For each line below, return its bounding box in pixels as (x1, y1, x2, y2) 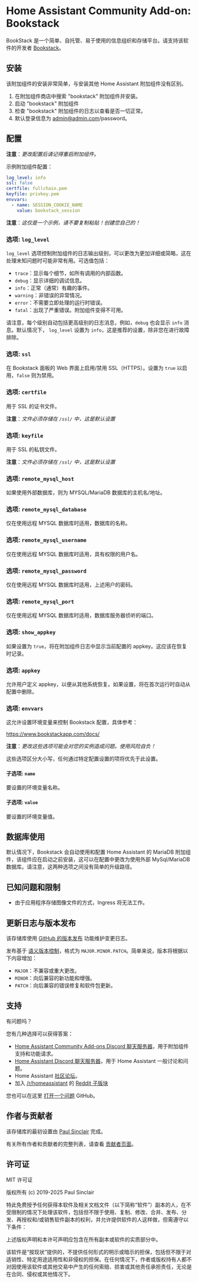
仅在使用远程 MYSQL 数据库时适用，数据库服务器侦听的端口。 (6, 612, 157, 619)
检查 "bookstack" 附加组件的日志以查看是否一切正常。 (14, 107, 146, 114)
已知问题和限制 (6, 882, 61, 892)
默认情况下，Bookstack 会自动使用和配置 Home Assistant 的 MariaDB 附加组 (6, 848, 192, 856)
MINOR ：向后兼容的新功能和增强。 (14, 974, 95, 982)
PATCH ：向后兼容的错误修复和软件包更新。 (14, 982, 116, 989)
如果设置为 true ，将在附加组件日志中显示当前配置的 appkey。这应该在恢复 (6, 642, 187, 649)
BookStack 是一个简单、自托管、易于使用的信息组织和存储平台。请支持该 (6, 37, 184, 44)
